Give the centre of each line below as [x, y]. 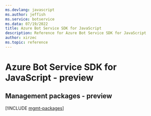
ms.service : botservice [30, 19]
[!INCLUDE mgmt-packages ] [34, 108]
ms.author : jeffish [25, 14]
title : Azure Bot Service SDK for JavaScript [53, 28]
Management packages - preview [59, 96]
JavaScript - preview [49, 77]
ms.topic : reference [27, 42]
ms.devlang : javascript [30, 10]
